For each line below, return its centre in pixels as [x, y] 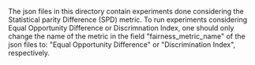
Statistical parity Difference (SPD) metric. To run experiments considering [128, 20]
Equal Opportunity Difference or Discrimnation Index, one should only [121, 28]
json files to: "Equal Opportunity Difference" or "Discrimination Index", [122, 45]
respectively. [29, 53]
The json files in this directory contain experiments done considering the [126, 11]
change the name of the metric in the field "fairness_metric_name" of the [127, 36]
